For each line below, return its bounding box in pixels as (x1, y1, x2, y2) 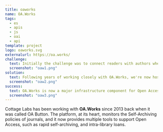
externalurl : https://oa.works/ (5, 52, 70, 57)
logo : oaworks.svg (5, 48, 42, 52)
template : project (5, 43, 42, 48)
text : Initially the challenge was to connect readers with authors (9, 61, 151, 66)
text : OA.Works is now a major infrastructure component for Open (9, 88, 147, 93)
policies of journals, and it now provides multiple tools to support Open (5, 116, 147, 122)
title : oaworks (5, 7, 36, 12)
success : (5, 83, 23, 89)
